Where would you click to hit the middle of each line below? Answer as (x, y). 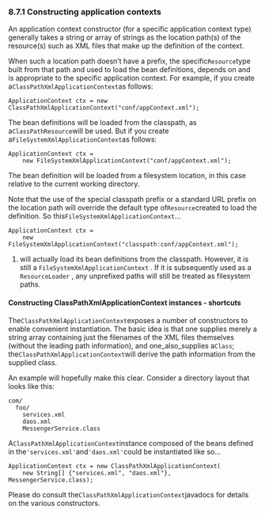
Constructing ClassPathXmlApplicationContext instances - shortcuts (125, 303)
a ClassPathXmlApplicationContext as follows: (81, 86)
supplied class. (33, 362)
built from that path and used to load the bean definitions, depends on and (129, 70)
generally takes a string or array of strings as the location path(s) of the (125, 37)
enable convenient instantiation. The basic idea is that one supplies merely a (132, 329)
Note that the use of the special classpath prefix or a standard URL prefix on (132, 200)
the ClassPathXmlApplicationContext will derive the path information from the (132, 354)
